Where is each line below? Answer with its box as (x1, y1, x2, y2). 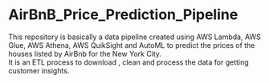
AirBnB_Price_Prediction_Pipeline (8, 6, 238, 24)
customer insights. (8, 65, 70, 75)
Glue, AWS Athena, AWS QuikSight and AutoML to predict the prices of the (8, 40, 255, 49)
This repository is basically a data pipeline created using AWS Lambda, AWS (8, 32, 261, 41)
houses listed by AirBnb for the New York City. (8, 49, 162, 58)
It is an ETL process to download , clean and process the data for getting (8, 57, 249, 67)
